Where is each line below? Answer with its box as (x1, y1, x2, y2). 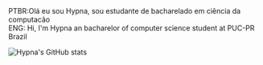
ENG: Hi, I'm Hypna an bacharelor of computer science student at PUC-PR (8, 23, 255, 33)
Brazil (8, 32, 27, 41)
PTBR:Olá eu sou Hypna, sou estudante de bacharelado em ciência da (8, 6, 241, 15)
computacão (8, 14, 51, 24)
